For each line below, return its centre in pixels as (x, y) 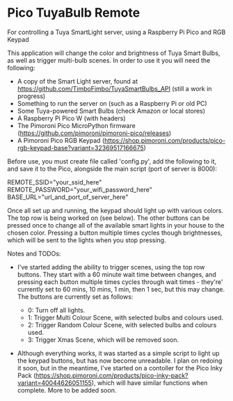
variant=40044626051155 (55, 383)
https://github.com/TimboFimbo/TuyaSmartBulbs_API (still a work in (114, 88)
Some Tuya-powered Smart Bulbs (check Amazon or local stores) (111, 111)
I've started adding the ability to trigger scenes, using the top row (111, 267)
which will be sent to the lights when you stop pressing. (87, 240)
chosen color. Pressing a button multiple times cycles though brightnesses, (115, 233)
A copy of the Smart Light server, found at (77, 81)
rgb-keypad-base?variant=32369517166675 (80, 148)
